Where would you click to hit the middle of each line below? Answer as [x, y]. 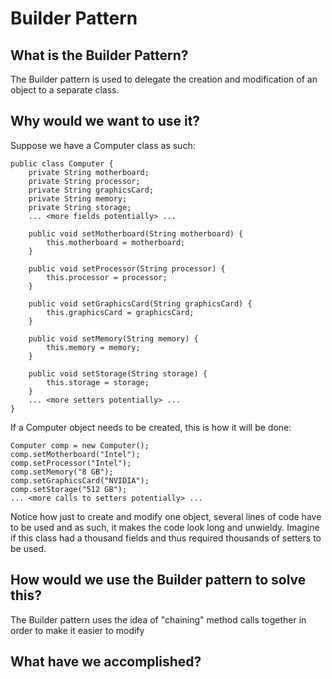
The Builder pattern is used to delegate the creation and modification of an [164, 79]
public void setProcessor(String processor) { [127, 268]
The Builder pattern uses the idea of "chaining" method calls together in [158, 619]
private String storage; [80, 207]
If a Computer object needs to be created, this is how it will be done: [151, 427]
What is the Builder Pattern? [99, 55]
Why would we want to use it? [105, 121]
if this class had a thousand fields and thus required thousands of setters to [166, 538]
